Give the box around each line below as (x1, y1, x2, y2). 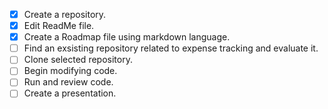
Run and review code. (23, 76, 114, 88)
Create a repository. (23, 9, 107, 20)
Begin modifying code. (23, 65, 118, 77)
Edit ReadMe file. (23, 20, 95, 32)
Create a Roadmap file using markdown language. (23, 31, 231, 43)
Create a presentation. (23, 87, 117, 99)
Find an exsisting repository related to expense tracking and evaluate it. (23, 42, 319, 54)
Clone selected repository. (23, 54, 133, 66)
